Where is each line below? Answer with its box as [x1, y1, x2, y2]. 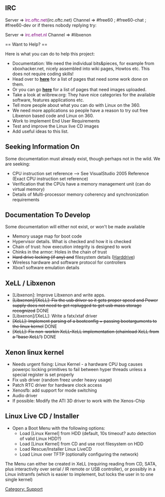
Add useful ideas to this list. [12, 128, 69, 134]
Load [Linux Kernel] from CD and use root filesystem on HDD [19, 440, 144, 447]
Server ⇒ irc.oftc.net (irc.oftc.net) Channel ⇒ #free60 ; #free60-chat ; [5, 17, 147, 23]
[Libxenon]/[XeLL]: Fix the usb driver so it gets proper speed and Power [12, 297, 159, 303]
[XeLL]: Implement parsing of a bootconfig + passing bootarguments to [12, 318, 157, 324]
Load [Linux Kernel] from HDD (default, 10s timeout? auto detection [19, 430, 157, 436]
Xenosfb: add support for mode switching [12, 387, 97, 393]
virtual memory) [12, 186, 45, 192]
